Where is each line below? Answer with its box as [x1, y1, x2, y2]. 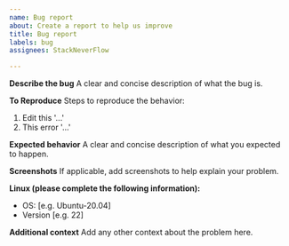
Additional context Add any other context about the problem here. [9, 227, 253, 238]
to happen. [9, 148, 49, 160]
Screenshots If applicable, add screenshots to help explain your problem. [9, 166, 279, 177]
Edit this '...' [21, 113, 65, 123]
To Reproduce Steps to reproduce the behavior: [9, 95, 185, 107]
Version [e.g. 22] [21, 210, 84, 220]
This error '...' [21, 122, 71, 133]
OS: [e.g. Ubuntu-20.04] [21, 201, 111, 211]
